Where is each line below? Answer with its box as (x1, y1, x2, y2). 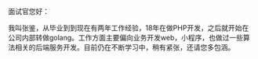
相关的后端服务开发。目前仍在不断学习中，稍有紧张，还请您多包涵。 (14, 43, 235, 52)
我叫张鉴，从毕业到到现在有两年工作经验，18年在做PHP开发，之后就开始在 (8, 23, 249, 33)
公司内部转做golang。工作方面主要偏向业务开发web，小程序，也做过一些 (8, 33, 244, 42)
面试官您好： (8, 7, 49, 16)
